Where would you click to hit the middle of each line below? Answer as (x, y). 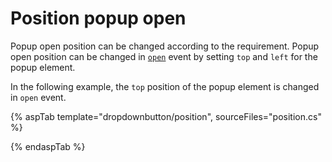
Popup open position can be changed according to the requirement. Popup (165, 46)
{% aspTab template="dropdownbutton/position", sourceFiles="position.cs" (166, 116)
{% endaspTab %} (48, 146)
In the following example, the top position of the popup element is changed (165, 86)
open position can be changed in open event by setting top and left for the (164, 56)
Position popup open (98, 18)
